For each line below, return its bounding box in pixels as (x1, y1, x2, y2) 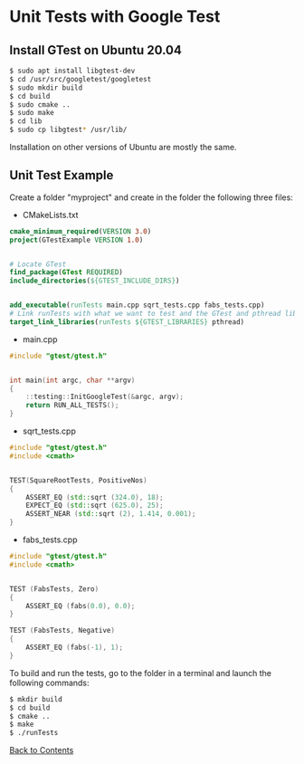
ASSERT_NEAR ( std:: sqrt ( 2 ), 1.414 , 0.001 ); (25, 510, 196, 519)
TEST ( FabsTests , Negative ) (9, 626, 116, 635)
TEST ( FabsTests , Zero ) (9, 584, 100, 594)
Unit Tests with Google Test (9, 6, 221, 27)
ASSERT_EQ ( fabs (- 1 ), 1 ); (25, 643, 124, 653)
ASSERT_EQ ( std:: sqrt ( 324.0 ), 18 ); (25, 492, 165, 501)
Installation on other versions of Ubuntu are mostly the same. (9, 142, 237, 152)
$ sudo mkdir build (9, 83, 83, 92)
